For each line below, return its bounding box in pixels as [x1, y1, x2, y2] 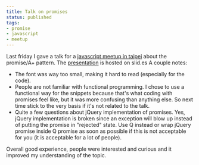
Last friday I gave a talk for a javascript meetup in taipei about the [6, 53, 167, 60]
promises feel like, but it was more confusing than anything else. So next [14, 96, 194, 103]
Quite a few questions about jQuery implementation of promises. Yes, [14, 108, 186, 116]
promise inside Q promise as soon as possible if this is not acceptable [14, 127, 186, 135]
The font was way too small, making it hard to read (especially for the [14, 71, 185, 77]
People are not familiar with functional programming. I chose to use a [14, 83, 185, 90]
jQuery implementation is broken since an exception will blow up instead [14, 115, 192, 122]
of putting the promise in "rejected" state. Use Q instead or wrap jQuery [14, 122, 191, 128]
